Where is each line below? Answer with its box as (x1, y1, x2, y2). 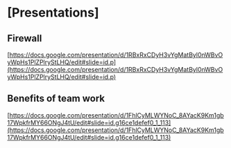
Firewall (7, 33, 42, 44)
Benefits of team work (7, 93, 105, 104)
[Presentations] (7, 5, 99, 21)
